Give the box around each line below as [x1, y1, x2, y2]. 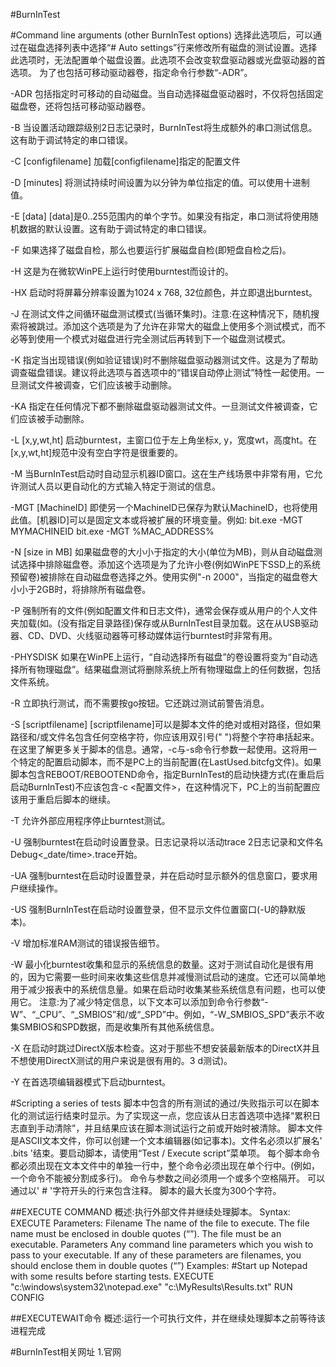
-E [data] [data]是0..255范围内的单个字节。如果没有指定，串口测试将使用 [10, 210, 310, 222]
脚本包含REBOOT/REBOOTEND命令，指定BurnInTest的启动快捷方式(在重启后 [10, 769, 325, 780]
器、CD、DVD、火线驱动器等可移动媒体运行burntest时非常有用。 [10, 630, 278, 641]
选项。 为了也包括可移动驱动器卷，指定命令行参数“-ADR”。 [10, 67, 253, 78]
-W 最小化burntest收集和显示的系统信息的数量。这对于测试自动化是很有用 [10, 959, 314, 970]
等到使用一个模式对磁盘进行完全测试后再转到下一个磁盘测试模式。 [18, 333, 291, 344]
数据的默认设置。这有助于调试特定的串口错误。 [18, 223, 212, 234]
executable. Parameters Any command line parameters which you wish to [10, 1239, 314, 1250]
